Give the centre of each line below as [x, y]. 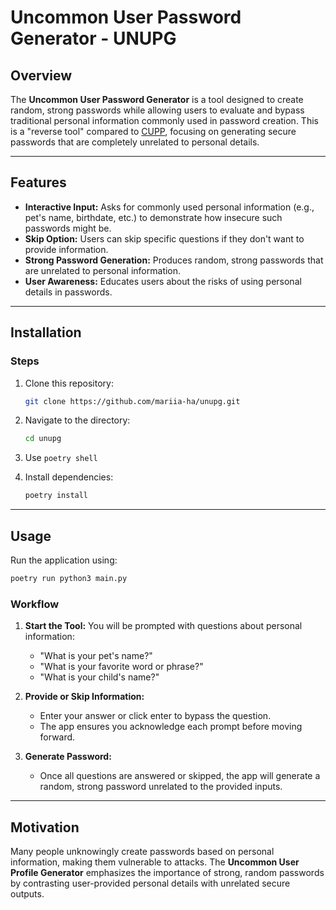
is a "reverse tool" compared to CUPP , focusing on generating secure [153, 131]
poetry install [56, 496]
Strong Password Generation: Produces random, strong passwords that [174, 260]
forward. [57, 737]
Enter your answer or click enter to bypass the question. [155, 716]
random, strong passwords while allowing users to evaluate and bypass [157, 110]
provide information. [66, 249]
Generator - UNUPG [93, 38]
